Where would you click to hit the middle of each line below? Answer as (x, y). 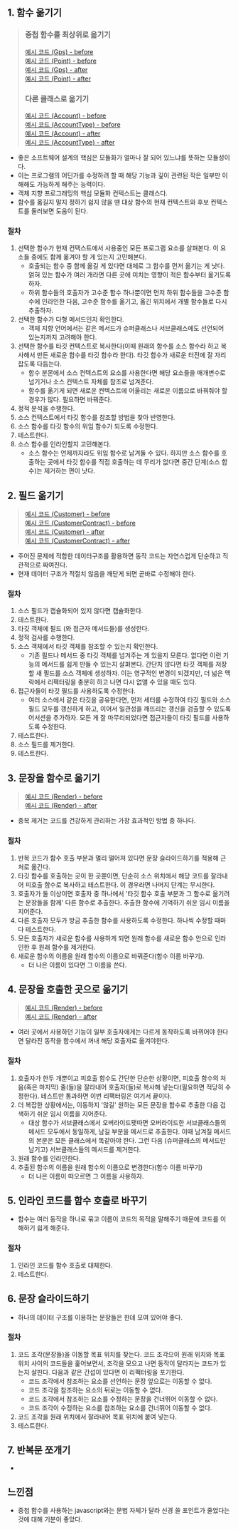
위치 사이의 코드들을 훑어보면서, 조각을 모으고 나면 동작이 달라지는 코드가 (118, 1363)
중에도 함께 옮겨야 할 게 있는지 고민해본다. (89, 257)
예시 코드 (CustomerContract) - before (80, 523)
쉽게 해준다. (53, 1228)
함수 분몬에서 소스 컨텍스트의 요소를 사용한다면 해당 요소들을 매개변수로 (127, 373)
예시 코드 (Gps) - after (56, 69)
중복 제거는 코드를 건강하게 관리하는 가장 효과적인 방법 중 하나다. (107, 821)
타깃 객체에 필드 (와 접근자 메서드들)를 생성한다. (83, 629)
